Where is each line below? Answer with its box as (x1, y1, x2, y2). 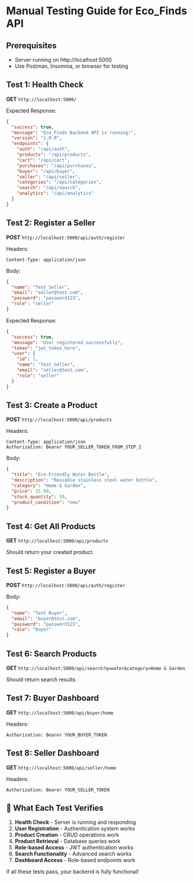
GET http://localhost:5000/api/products (6, 537, 108, 545)
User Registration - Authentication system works (14, 825, 135, 832)
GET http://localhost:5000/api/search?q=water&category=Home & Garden (6, 665, 185, 671)
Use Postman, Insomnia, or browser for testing (14, 62, 128, 70)
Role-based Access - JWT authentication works (14, 844, 134, 851)
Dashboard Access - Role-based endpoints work (14, 857, 136, 864)
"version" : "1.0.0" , (11, 135, 62, 141)
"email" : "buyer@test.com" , (11, 615, 81, 622)
